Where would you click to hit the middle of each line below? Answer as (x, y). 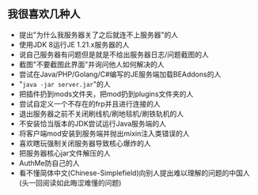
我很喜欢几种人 (44, 14)
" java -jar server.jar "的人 (65, 84)
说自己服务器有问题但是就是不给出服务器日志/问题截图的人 (114, 54)
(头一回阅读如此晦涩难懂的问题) (70, 182)
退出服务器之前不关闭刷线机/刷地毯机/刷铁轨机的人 (101, 114)
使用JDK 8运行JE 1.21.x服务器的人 (74, 44)
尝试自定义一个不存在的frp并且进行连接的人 (90, 103)
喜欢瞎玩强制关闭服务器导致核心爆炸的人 (85, 143)
